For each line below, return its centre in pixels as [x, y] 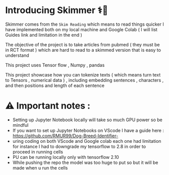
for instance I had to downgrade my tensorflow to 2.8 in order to [79, 146]
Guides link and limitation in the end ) [44, 35]
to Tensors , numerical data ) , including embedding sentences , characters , [84, 80]
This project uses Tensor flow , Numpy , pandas [55, 65]
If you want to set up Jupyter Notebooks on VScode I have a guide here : [88, 130]
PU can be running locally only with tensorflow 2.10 [66, 157]
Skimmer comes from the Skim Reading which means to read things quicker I [84, 24]
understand [17, 55]
